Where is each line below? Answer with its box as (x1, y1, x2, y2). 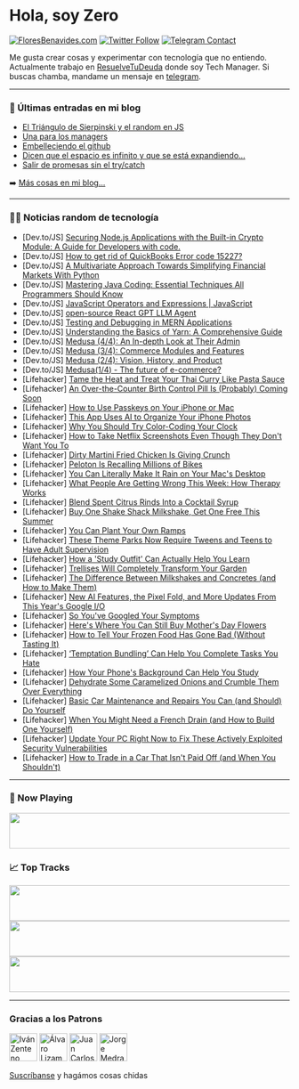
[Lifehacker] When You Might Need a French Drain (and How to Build (21, 714, 275, 725)
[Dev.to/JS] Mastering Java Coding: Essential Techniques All (21, 279, 245, 289)
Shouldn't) (21, 761, 61, 772)
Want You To (21, 440, 69, 451)
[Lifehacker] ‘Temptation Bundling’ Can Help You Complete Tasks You (21, 647, 279, 659)
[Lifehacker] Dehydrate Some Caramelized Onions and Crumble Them (21, 676, 279, 687)
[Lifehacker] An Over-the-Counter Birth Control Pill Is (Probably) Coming (21, 383, 288, 394)
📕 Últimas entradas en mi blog (9, 102, 141, 114)
